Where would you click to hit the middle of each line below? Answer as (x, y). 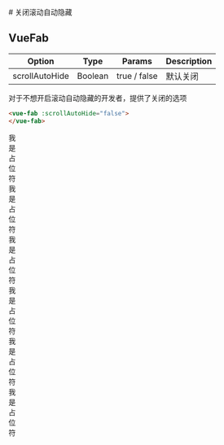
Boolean (93, 76)
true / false (137, 76)
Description (189, 61)
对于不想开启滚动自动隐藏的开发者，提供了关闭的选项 (98, 98)
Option (41, 61)
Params (137, 61)
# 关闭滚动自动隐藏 (40, 12)
